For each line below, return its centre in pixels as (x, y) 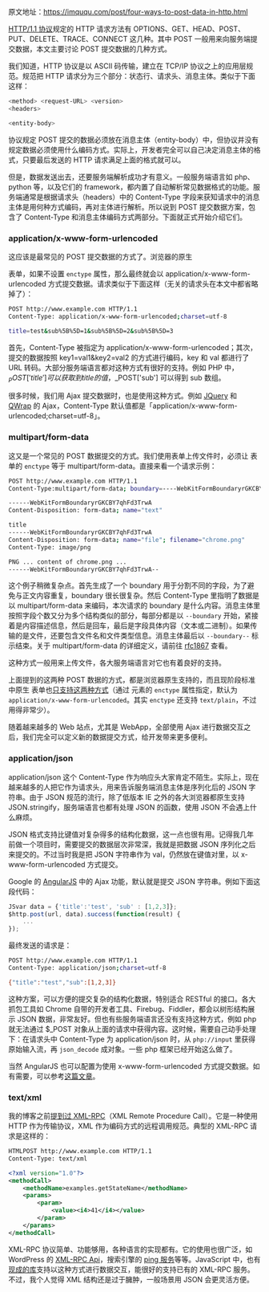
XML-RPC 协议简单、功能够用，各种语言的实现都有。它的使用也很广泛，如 (130, 1249)
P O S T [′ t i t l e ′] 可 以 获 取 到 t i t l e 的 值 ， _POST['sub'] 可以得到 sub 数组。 (117, 378)
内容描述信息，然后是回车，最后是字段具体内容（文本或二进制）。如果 (136, 626)
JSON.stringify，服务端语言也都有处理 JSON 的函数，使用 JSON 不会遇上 (129, 807)
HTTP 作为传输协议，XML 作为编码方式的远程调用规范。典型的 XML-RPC (128, 1126)
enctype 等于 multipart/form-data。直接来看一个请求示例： (120, 466)
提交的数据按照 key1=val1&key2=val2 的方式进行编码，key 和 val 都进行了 (129, 357)
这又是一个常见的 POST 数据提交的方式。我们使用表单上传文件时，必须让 (128, 455)
